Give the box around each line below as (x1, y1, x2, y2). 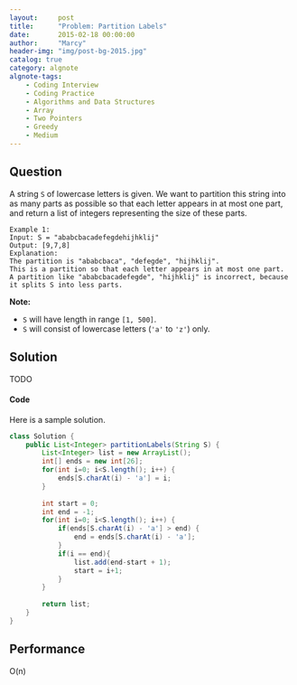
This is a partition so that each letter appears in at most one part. (9, 264, 284, 274)
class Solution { (9, 431, 75, 441)
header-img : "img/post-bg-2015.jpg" (9, 47, 147, 56)
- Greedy (25, 123, 59, 132)
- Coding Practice (25, 89, 95, 98)
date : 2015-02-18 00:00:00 (9, 30, 135, 39)
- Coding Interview (25, 80, 99, 89)
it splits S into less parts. (9, 280, 124, 289)
